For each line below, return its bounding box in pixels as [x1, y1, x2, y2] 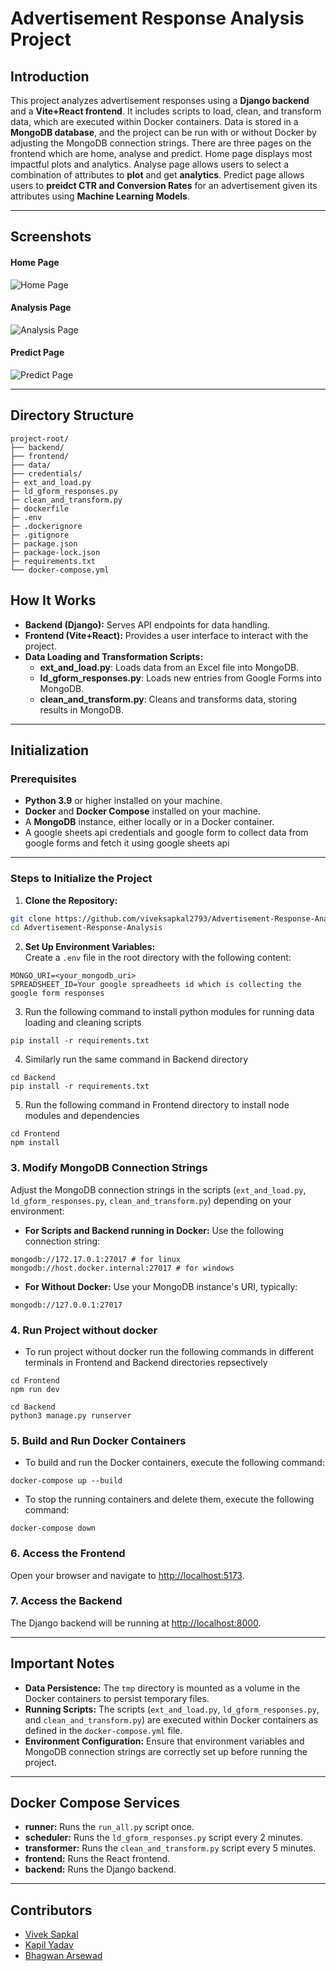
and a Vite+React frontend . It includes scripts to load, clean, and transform [10, 105, 322, 117]
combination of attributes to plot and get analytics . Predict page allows [10, 169, 305, 181]
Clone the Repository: [24, 894, 118, 906]
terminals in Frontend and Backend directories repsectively [24, 1356, 268, 1368]
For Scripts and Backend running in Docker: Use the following [24, 1224, 285, 1236]
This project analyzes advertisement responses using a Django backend [10, 95, 310, 106]
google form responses [10, 988, 105, 999]
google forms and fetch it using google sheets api [24, 837, 230, 849]
